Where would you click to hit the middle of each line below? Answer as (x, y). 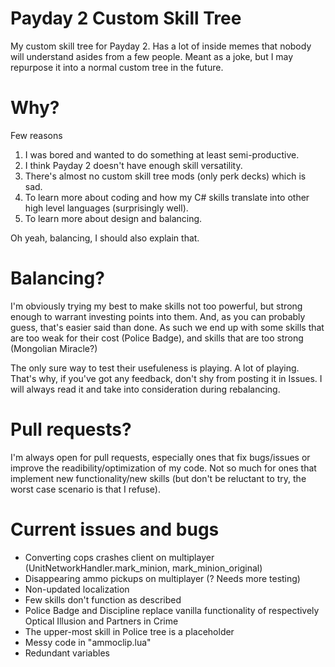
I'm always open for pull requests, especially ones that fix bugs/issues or (160, 457)
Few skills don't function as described (103, 599)
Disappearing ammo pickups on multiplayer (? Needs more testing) (162, 578)
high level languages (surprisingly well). (106, 208)
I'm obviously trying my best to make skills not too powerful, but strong (156, 306)
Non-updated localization (77, 589)
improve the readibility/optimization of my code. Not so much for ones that (163, 468)
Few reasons (36, 135)
